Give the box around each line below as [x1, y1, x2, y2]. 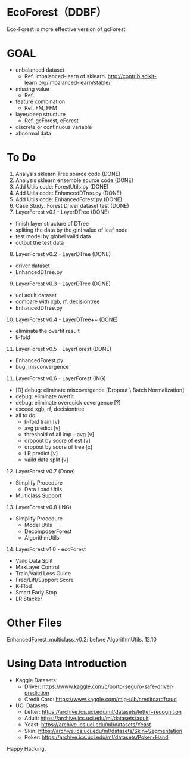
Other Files [7, 616, 63, 630]
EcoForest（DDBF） [7, 5, 107, 19]
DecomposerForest [24, 528, 72, 535]
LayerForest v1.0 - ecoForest [15, 546, 86, 553]
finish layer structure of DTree [15, 220, 89, 227]
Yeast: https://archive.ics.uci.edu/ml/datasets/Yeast [24, 720, 151, 728]
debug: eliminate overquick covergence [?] [15, 399, 121, 406]
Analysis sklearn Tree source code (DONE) [15, 170, 121, 177]
